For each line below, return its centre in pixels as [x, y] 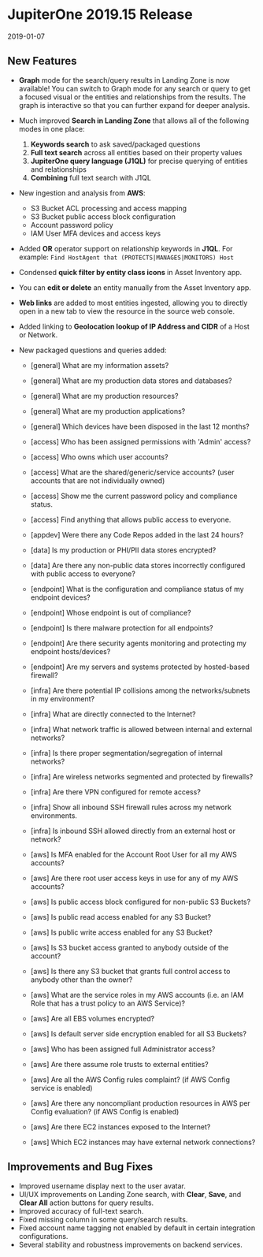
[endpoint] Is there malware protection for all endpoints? [122, 627]
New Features [42, 61]
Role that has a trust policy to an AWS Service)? [108, 1003]
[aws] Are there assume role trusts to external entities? [120, 1064]
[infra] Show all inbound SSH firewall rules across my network [131, 807]
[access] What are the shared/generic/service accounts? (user [132, 472]
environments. [54, 815]
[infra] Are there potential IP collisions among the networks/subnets [140, 690]
